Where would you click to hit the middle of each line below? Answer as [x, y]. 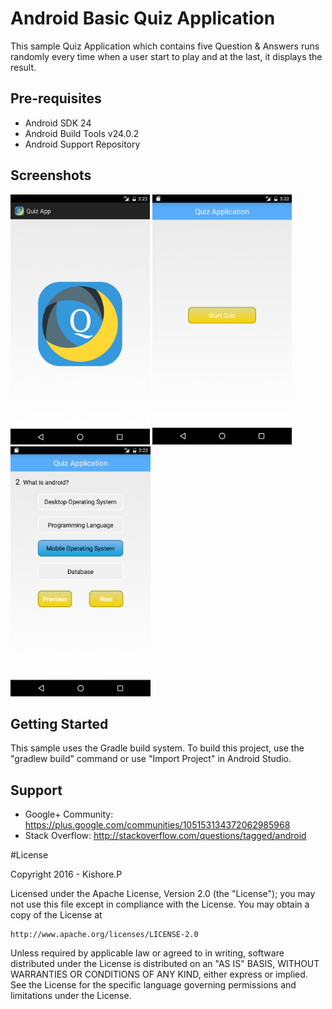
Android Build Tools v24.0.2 [82, 133]
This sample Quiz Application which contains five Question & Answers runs [165, 46]
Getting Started [59, 723]
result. [23, 67]
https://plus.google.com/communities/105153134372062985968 [157, 825]
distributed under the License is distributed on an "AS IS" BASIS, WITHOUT [165, 964]
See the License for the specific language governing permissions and [153, 985]
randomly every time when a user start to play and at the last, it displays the [166, 56]
